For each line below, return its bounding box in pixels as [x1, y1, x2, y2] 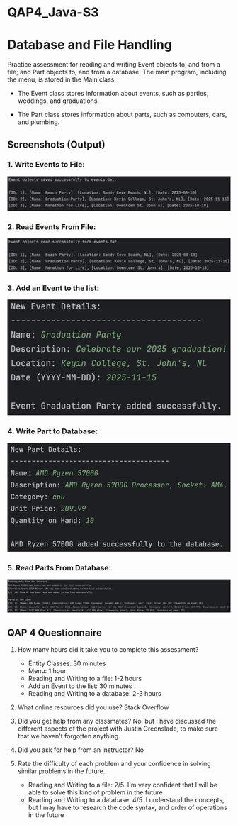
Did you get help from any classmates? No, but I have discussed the [17, 717, 217, 726]
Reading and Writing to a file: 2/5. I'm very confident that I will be [28, 781, 218, 790]
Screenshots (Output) [7, 138, 106, 150]
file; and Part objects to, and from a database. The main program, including [7, 68, 227, 77]
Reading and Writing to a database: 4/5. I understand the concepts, [28, 796, 225, 804]
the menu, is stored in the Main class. [7, 75, 117, 84]
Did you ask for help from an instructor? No [17, 746, 144, 754]
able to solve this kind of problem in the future [28, 788, 163, 797]
